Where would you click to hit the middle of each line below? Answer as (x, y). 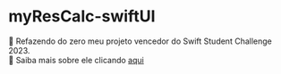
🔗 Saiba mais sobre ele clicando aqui (76, 60)
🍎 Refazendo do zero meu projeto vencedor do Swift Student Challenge (140, 41)
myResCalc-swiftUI (82, 16)
